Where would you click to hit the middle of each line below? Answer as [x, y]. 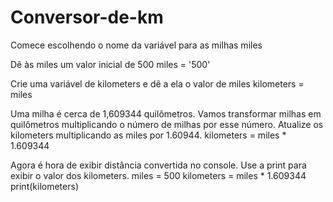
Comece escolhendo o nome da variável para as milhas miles [136, 45]
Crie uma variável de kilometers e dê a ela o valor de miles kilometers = [157, 83]
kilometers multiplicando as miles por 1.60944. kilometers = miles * [148, 135]
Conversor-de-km [87, 17]
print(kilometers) [44, 186]
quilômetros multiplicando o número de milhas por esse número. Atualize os [167, 124]
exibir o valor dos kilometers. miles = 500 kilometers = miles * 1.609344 [158, 175]
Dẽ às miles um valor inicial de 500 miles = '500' [110, 64]
